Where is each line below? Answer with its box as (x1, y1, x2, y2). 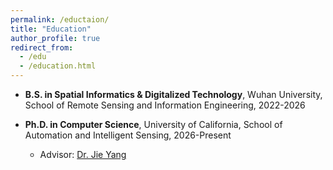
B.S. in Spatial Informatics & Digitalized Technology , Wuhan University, (24, 89, 323, 100)
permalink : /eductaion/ (10, 14, 110, 25)
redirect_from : (10, 42, 74, 53)
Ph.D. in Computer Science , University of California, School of (24, 119, 283, 130)
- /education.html (19, 61, 97, 71)
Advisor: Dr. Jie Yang (39, 149, 127, 160)
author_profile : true (10, 33, 101, 43)
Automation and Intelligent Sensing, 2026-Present (24, 129, 232, 141)
